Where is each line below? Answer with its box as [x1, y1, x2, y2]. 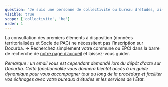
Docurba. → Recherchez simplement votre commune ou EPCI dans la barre [5, 45, 160, 51]
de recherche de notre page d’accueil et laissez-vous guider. [5, 51, 130, 57]
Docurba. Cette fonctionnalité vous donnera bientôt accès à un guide [5, 66, 148, 72]
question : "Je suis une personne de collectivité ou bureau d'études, [5, 7, 155, 12]
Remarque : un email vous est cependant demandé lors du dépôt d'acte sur [5, 60, 161, 66]
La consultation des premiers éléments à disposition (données [5, 35, 133, 41]
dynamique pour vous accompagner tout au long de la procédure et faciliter [5, 71, 162, 77]
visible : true [5, 12, 35, 17]
